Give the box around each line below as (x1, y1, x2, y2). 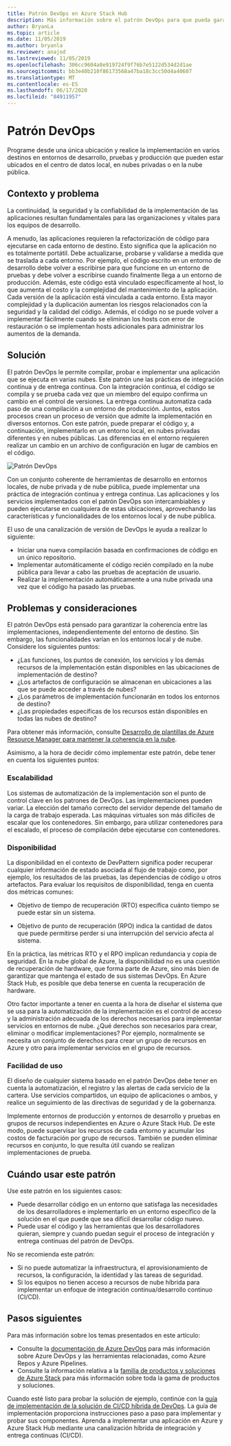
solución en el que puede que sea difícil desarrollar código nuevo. (16, 1215, 204, 1223)
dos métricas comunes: (7, 887, 74, 896)
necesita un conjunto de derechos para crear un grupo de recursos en (7, 1036, 206, 1045)
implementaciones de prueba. (7, 1149, 92, 1157)
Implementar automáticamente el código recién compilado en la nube (16, 560, 214, 569)
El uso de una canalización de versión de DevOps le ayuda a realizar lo (7, 525, 208, 533)
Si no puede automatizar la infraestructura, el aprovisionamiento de (16, 1263, 208, 1272)
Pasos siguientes (7, 1313, 82, 1325)
